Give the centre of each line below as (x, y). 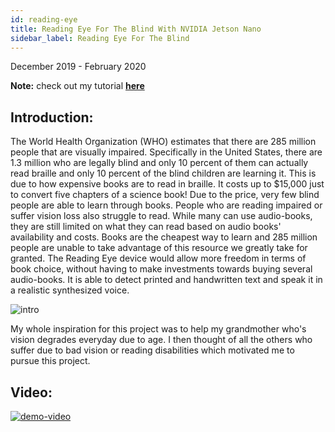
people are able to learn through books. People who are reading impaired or (166, 205)
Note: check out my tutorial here (77, 86)
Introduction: (52, 117)
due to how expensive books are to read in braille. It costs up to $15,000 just (167, 184)
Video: (31, 392)
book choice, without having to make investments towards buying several (161, 269)
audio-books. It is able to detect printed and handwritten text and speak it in (166, 280)
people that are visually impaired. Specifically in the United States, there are (166, 152)
